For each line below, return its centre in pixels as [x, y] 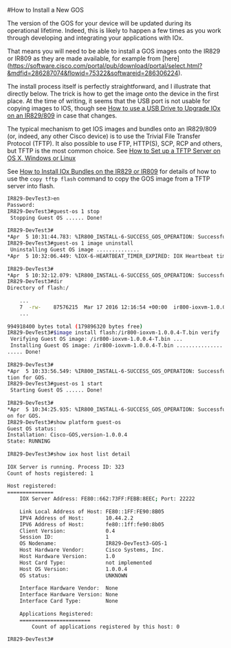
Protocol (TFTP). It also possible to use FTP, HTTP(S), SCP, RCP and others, [115, 143]
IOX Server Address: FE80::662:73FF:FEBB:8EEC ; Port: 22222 [107, 499]
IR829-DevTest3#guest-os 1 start [55, 384]
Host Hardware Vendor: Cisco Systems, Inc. [92, 550]
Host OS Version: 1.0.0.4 [74, 569]
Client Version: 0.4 [67, 531]
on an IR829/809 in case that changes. [62, 115]
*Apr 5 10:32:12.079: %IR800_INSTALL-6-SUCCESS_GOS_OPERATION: [101, 275]
